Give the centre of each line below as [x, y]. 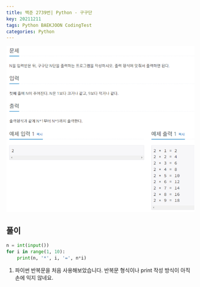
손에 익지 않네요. [34, 277]
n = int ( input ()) [28, 246]
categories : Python [30, 32]
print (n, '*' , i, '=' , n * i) [52, 258]
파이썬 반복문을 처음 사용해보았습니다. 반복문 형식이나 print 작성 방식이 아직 [102, 270]
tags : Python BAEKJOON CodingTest [49, 25]
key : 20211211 [24, 19]
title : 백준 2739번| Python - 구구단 [49, 13]
